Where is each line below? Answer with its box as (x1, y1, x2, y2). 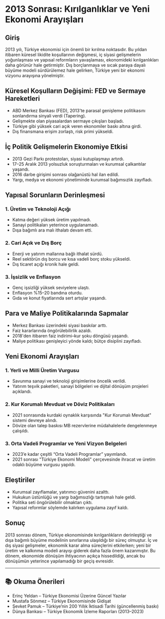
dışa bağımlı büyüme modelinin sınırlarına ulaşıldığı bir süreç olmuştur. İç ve (5, 537, 158, 543)
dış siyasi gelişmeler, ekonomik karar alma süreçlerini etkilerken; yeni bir (5, 542, 151, 548)
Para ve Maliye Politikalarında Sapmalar (5, 309, 129, 318)
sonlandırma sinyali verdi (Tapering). (12, 113, 86, 118)
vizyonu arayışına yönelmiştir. (5, 73, 65, 78)
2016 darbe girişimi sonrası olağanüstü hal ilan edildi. (12, 171, 119, 177)
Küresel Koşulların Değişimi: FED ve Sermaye (5, 87, 146, 95)
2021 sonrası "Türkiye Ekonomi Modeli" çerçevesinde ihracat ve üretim (12, 456, 156, 462)
